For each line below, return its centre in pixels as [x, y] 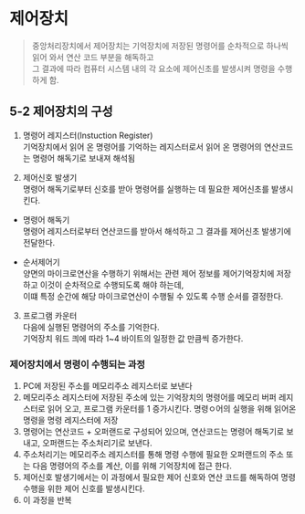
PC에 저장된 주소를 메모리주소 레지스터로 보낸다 [108, 386]
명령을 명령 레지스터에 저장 [70, 420]
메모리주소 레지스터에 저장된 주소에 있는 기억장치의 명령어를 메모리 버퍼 [149, 397]
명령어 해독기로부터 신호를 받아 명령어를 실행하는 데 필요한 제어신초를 [146, 189]
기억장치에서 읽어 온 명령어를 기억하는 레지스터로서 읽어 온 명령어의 [142, 146]
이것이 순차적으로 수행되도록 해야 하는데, [112, 285]
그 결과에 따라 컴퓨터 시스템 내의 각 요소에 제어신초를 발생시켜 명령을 [153, 68]
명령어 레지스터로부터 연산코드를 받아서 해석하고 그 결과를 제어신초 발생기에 [157, 231]
